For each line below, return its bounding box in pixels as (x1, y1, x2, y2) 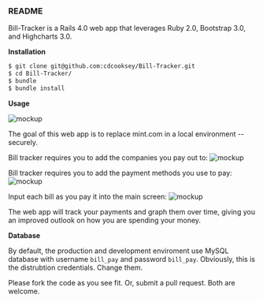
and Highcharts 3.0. (8, 32, 72, 41)
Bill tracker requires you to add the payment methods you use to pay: (8, 168, 232, 177)
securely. (8, 137, 38, 147)
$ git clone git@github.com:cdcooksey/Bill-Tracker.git (8, 62, 195, 70)
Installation (8, 47, 46, 57)
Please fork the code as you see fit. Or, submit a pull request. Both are (8, 278, 235, 287)
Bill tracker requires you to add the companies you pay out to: (8, 152, 209, 162)
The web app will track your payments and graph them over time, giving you (8, 207, 256, 216)
